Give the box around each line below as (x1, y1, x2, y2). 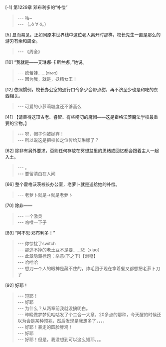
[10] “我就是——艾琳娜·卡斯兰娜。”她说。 (5, 59, 87, 65)
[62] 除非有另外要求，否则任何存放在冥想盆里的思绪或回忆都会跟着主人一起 (5, 148, 160, 154)
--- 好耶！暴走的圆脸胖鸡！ (17, 324, 73, 330)
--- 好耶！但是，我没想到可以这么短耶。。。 (17, 337, 104, 343)
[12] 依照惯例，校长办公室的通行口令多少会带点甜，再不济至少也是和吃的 (5, 87, 154, 92)
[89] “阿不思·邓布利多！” (5, 230, 55, 236)
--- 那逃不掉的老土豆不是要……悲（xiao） (17, 247, 102, 253)
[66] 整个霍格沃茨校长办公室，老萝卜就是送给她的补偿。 (5, 181, 120, 187)
